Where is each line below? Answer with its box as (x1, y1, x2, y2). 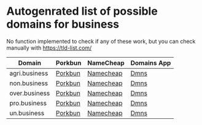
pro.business (9, 99, 47, 107)
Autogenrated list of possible (6, 4, 158, 18)
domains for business (6, 17, 120, 31)
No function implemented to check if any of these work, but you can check (6, 37, 196, 45)
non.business (9, 78, 49, 87)
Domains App (130, 58, 171, 67)
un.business (9, 108, 45, 117)
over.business (9, 89, 50, 97)
